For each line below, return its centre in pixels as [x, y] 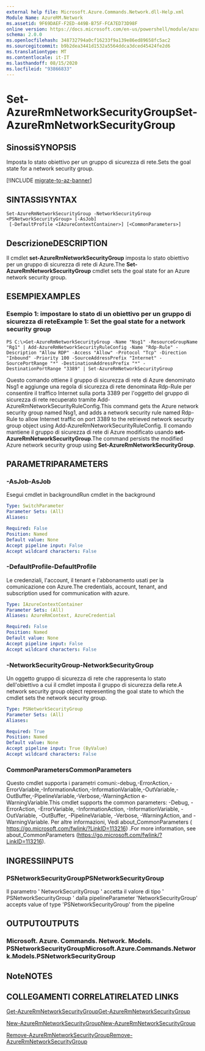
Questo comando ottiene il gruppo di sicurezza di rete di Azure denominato [101, 380]
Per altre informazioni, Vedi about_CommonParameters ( [121, 822]
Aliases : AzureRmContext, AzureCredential [61, 616]
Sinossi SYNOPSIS [41, 147]
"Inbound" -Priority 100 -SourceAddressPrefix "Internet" [81, 358]
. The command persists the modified [137, 438]
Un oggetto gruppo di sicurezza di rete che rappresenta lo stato [86, 678]
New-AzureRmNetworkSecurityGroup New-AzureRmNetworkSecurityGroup [101, 1024]
